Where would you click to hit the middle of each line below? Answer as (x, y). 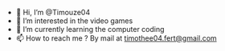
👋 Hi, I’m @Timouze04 (53, 12)
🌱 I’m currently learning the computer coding (90, 29)
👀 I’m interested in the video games (74, 21)
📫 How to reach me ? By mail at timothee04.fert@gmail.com (116, 38)
